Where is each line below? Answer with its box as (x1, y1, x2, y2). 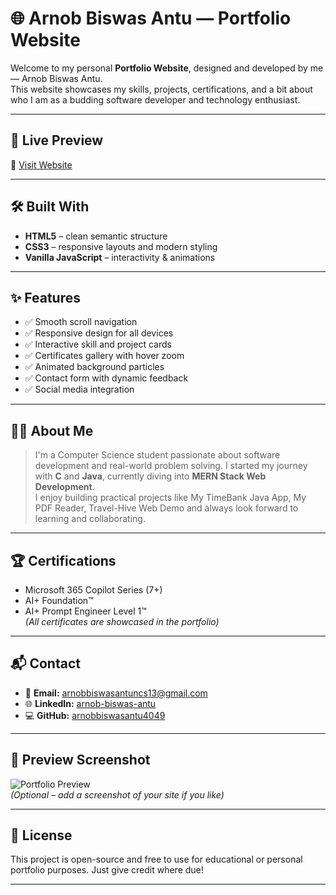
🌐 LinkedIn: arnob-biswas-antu (24, 697, 157, 709)
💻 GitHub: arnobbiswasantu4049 (24, 709, 166, 721)
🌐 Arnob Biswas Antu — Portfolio (10, 7, 292, 30)
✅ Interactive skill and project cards (24, 338, 172, 351)
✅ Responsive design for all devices (24, 327, 174, 339)
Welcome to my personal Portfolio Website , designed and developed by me (10, 62, 324, 74)
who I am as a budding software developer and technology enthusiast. (10, 93, 301, 106)
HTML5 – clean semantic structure (24, 230, 168, 242)
